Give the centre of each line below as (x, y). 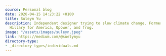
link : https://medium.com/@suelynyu (43, 37)
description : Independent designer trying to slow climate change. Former (84, 23)
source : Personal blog (28, 9)
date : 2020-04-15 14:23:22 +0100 (40, 14)
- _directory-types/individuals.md (42, 46)
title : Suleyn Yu (23, 19)
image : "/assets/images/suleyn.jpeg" (44, 32)
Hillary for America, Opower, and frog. (52, 28)
